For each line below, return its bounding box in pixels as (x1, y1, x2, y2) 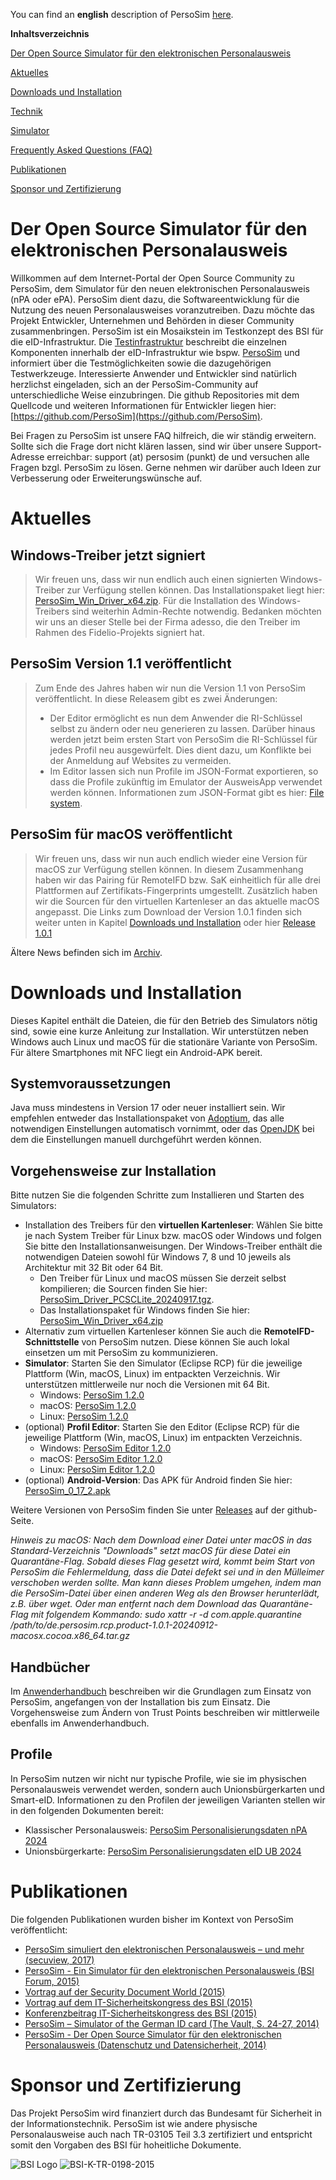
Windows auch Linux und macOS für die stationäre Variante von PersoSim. (10, 1035, 318, 1048)
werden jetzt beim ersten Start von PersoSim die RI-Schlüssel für (49, 733, 318, 745)
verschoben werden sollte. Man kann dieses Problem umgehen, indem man (10, 1577, 322, 1589)
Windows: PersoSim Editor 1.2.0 (39, 1442, 172, 1454)
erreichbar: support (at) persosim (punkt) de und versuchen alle (46, 450, 310, 463)
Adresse (10, 450, 45, 463)
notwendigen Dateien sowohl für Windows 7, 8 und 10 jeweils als (24, 1251, 292, 1263)
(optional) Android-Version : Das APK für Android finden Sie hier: (24, 1474, 293, 1486)
